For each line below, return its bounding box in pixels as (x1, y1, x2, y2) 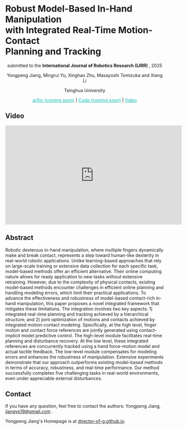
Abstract (5, 234, 34, 242)
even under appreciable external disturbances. (5, 375, 102, 381)
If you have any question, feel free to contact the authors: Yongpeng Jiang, (5, 403, 161, 409)
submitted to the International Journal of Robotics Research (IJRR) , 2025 (7, 62, 162, 68)
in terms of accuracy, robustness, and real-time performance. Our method (5, 365, 160, 371)
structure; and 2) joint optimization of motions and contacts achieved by (5, 316, 155, 322)
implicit (5, 332, 20, 338)
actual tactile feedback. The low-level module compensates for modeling (5, 348, 157, 354)
